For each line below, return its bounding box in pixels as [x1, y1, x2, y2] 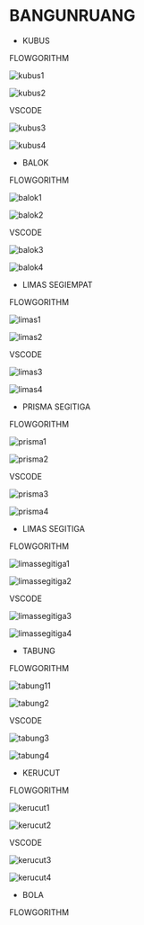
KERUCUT [21, 767, 61, 778]
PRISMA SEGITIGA [21, 401, 91, 412]
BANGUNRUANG [9, 5, 136, 26]
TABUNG [21, 645, 55, 656]
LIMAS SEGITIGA [21, 523, 85, 534]
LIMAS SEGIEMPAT [21, 279, 93, 290]
